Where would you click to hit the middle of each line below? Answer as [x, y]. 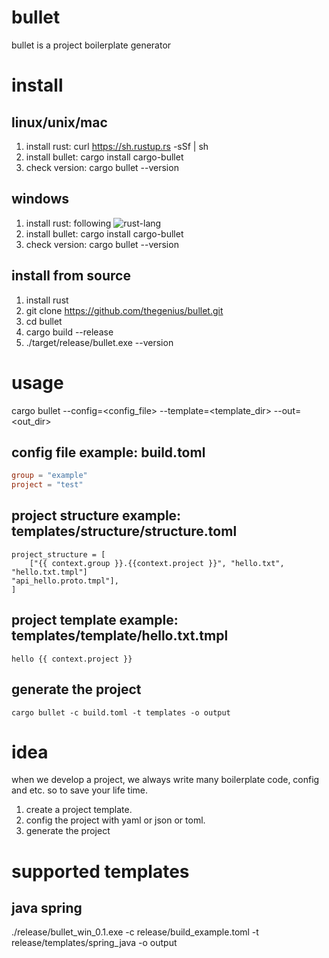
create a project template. [79, 810]
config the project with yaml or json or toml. [115, 820]
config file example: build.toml [108, 452]
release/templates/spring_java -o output [94, 943]
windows [40, 199]
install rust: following [68, 223]
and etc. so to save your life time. [80, 790]
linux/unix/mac [59, 122]
